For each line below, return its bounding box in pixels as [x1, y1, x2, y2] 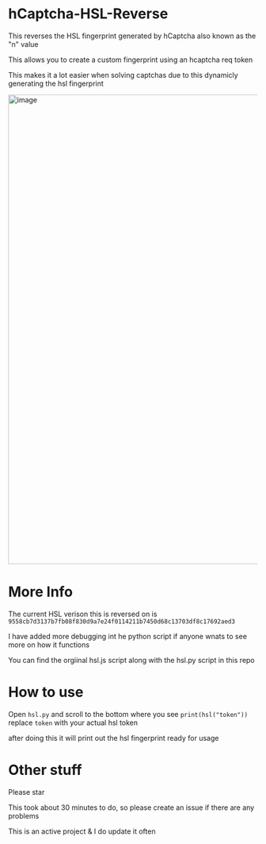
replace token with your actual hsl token [8, 718, 139, 727]
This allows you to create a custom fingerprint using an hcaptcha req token [8, 55, 253, 64]
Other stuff [8, 761, 82, 779]
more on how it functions [8, 640, 89, 649]
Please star [8, 787, 45, 796]
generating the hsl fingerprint [8, 79, 104, 88]
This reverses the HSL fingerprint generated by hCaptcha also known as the [8, 31, 256, 40]
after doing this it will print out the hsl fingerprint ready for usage [8, 733, 219, 742]
